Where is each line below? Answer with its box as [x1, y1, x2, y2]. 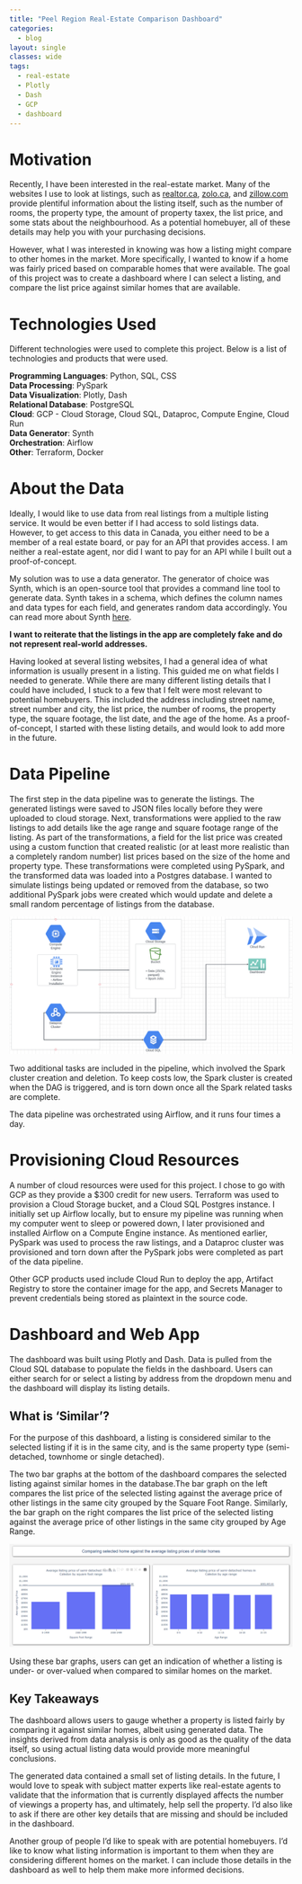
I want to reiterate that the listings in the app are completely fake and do [9, 629, 283, 640]
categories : [9, 23, 54, 33]
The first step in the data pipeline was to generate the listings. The [9, 794, 255, 805]
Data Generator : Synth [9, 428, 94, 439]
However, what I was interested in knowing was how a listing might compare [9, 244, 292, 255]
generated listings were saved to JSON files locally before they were [9, 803, 263, 814]
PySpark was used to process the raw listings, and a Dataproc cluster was [9, 1237, 285, 1247]
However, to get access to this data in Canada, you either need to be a [9, 527, 270, 539]
